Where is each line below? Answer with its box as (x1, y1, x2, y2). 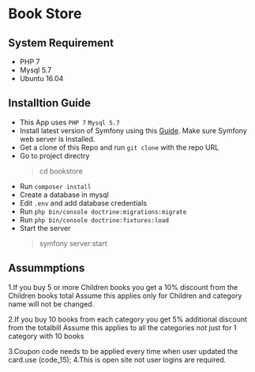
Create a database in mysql (19, 190, 109, 199)
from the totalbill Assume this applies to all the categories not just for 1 (8, 322, 237, 332)
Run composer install (19, 181, 92, 191)
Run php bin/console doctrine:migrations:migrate (19, 206, 187, 216)
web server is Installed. (19, 134, 96, 143)
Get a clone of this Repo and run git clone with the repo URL (19, 143, 219, 152)
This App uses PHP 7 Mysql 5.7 (19, 117, 120, 127)
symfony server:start (39, 238, 108, 248)
